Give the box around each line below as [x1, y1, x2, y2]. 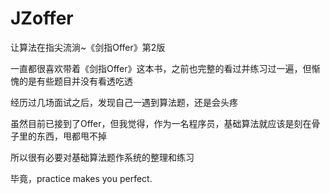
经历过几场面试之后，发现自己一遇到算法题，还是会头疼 [10, 96, 238, 108]
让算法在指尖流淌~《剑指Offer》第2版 [10, 41, 166, 53]
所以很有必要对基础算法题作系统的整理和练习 [10, 151, 195, 163]
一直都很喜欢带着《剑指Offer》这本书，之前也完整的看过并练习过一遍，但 [10, 62, 312, 74]
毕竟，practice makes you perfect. [10, 172, 153, 184]
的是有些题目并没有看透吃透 [18, 75, 133, 87]
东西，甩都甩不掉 [36, 130, 107, 142]
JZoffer [10, 7, 74, 30]
